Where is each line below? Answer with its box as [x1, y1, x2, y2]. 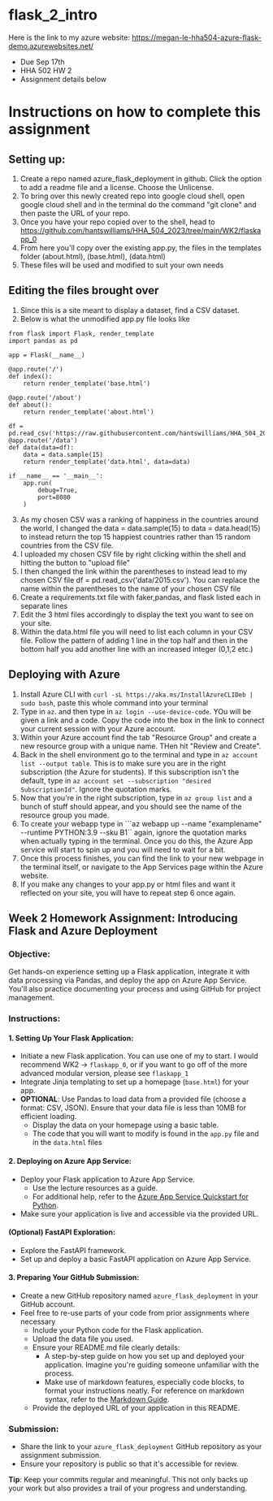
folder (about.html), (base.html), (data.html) [19, 251, 167, 261]
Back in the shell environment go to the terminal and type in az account [19, 749, 258, 759]
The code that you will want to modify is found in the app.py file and [32, 1129, 259, 1139]
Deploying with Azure [8, 668, 120, 682]
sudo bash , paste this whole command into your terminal [19, 697, 209, 708]
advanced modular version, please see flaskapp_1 [19, 1069, 189, 1078]
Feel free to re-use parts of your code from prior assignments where [19, 1308, 249, 1317]
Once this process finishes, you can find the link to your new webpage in [19, 853, 264, 863]
